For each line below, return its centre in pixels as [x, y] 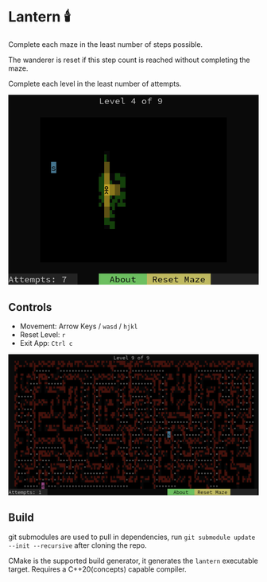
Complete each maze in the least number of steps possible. [106, 44]
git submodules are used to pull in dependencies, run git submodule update [132, 537]
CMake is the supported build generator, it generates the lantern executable [133, 561]
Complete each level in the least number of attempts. [95, 83]
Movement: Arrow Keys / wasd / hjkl [79, 326]
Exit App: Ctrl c [46, 343]
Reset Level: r [43, 335]
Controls [30, 307]
